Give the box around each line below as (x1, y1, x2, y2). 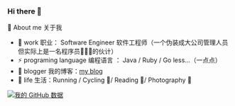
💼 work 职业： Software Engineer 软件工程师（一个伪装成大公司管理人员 (17, 38, 229, 47)
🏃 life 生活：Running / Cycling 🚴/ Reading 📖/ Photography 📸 (17, 76, 192, 84)
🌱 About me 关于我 (7, 23, 62, 32)
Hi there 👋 (7, 6, 43, 16)
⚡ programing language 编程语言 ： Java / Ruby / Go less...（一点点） (17, 56, 222, 64)
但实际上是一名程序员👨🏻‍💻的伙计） (17, 47, 118, 56)
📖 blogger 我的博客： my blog (17, 67, 103, 76)
